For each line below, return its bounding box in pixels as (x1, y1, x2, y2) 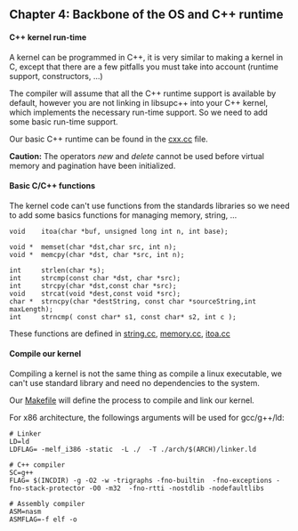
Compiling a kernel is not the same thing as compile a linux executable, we (9, 368, 283, 379)
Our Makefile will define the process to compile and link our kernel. (9, 395, 255, 406)
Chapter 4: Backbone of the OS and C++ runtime (9, 7, 284, 22)
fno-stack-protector (9, 484, 86, 493)
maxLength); (9, 304, 53, 314)
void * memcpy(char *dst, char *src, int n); (9, 250, 185, 259)
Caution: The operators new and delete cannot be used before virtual (9, 150, 265, 161)
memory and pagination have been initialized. (9, 160, 176, 171)
